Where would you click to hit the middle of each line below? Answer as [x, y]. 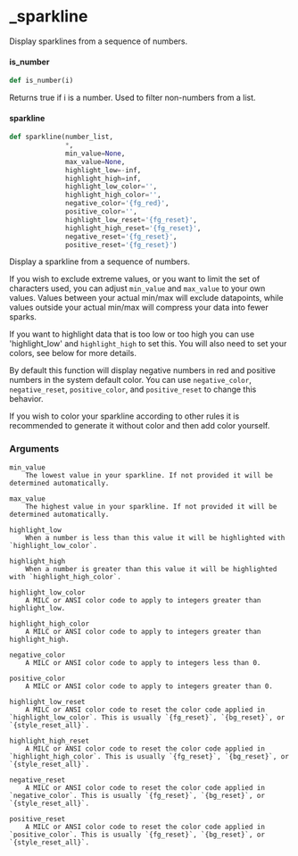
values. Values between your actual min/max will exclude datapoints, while [146, 298]
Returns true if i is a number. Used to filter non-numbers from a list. [132, 98]
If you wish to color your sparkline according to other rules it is [124, 416]
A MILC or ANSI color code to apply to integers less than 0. [143, 662]
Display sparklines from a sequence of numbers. [99, 41]
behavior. [26, 399]
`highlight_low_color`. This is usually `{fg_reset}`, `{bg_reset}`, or [147, 717]
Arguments [34, 449]
